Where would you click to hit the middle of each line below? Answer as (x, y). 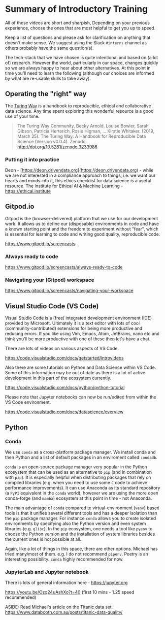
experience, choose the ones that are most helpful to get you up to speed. (80, 28)
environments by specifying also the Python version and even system (76, 523)
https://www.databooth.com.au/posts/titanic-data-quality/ (64, 612)
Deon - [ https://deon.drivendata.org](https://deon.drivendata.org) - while (79, 170)
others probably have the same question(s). (49, 48)
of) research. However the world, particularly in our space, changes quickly (82, 63)
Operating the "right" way (46, 94)
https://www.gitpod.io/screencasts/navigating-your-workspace (69, 291)
